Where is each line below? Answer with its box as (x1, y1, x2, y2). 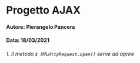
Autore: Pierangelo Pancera (6, 23, 75, 30)
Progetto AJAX (6, 4, 81, 17)
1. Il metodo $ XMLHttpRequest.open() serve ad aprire (6, 50, 135, 57)
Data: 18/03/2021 (6, 37, 50, 44)
